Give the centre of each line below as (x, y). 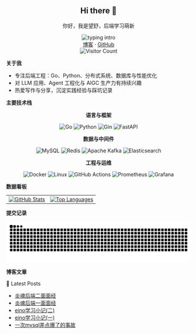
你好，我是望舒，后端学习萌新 (99, 25)
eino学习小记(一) (35, 318)
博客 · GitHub (99, 44)
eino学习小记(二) (35, 310)
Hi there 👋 (99, 11)
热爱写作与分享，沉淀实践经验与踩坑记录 (63, 90)
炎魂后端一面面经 (35, 303)
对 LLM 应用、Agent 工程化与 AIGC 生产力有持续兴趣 (78, 83)
